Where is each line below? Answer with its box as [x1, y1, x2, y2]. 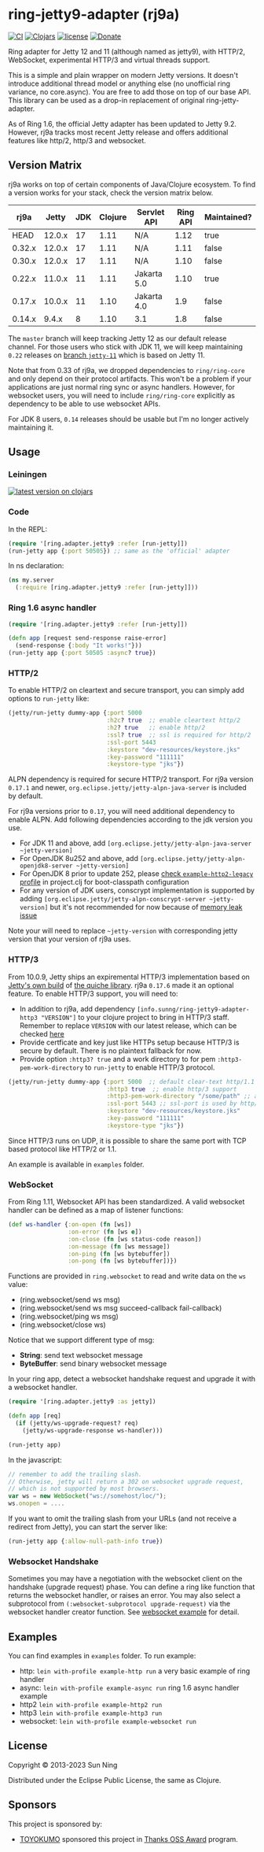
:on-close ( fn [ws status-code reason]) [68, 1235, 202, 1243]
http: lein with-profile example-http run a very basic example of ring [19, 1666, 251, 1676]
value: [8, 1280, 28, 1289]
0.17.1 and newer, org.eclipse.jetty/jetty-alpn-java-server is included [8, 783, 247, 793]
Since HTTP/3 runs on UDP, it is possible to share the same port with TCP [8, 1136, 247, 1145]
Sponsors [8, 1798, 57, 1812]
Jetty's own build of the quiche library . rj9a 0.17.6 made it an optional [8, 980, 234, 989]
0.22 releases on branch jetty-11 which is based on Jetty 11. [8, 350, 206, 360]
